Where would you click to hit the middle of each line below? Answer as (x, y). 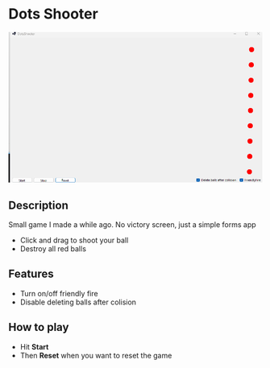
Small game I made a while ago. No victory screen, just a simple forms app (132, 224)
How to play (39, 327)
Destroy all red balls (53, 248)
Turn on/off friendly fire (59, 293)
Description (38, 205)
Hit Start (34, 346)
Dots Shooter (53, 14)
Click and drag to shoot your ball (74, 240)
